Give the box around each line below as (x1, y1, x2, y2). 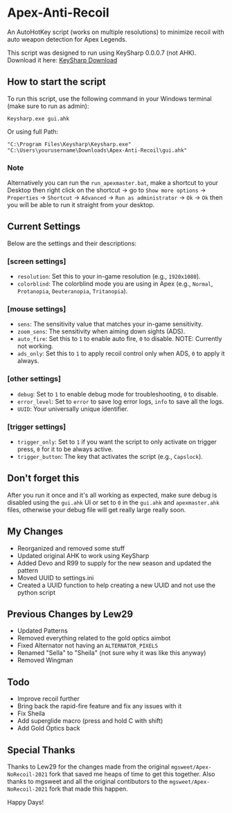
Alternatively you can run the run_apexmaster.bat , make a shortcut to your (7, 179, 218, 187)
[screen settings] (7, 256, 66, 266)
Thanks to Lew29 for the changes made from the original (7, 762, 170, 771)
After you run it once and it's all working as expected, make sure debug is (7, 491, 217, 499)
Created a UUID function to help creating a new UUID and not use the (17, 581, 216, 589)
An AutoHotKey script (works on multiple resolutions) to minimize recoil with (7, 28, 224, 36)
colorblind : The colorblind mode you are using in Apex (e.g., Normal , (17, 279, 213, 288)
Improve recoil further (17, 694, 80, 703)
